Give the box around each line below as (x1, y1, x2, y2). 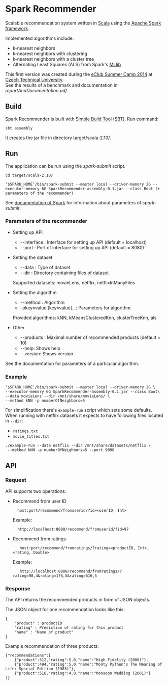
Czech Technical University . (5, 76, 64, 83)
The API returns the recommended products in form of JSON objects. (5, 597, 151, 603)
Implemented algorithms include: (5, 35, 74, 41)
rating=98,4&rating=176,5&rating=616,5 (12, 573, 97, 578)
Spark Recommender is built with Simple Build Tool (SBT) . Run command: (5, 116, 159, 122)
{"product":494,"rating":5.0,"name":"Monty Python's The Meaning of (14, 662, 162, 667)
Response (5, 585, 30, 592)
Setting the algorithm (12, 289, 57, 296)
